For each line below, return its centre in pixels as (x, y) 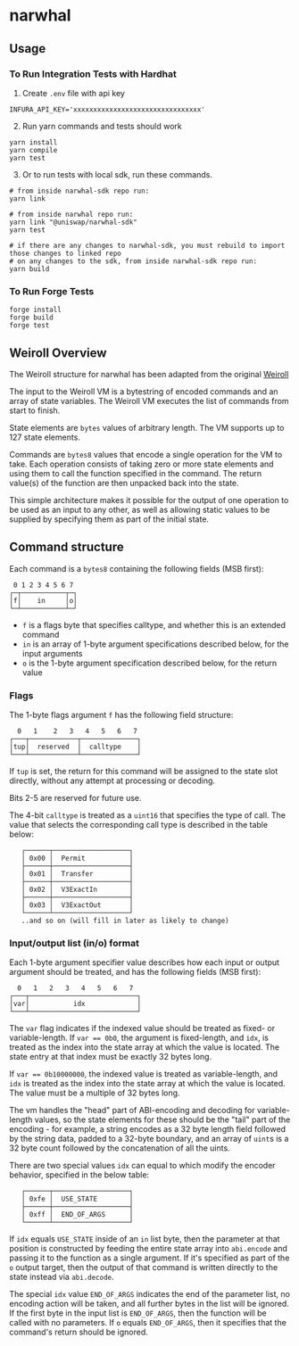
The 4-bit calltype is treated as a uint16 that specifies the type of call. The (148, 815)
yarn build (29, 268)
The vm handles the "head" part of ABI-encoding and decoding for (132, 1111)
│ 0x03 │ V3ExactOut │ (77, 905)
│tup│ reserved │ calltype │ (75, 747)
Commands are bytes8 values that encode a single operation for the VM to (146, 454)
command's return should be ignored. (79, 1332)
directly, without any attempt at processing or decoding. (112, 780)
